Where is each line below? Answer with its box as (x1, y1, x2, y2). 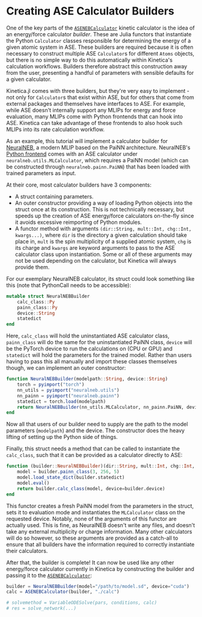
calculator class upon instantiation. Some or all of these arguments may (14, 251, 192, 258)
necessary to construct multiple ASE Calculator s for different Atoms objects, (6, 50, 195, 57)
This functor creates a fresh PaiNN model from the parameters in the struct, (6, 502, 194, 510)
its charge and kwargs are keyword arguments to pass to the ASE (14, 244, 176, 251)
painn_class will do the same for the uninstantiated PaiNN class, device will (6, 339, 192, 346)
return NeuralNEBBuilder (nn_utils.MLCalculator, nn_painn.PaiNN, (17, 404, 185, 410)
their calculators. (6, 547, 48, 554)
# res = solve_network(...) (6, 606, 77, 612)
